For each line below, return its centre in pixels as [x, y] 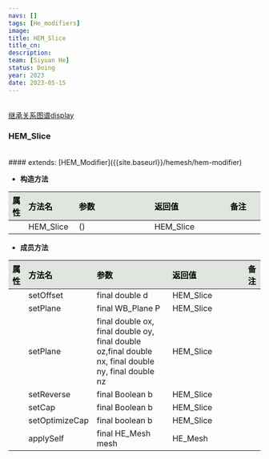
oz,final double [124, 351]
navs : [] [23, 16]
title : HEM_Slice [37, 38]
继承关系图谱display [41, 115]
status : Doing [32, 68]
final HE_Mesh [123, 433]
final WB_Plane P [128, 308]
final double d [122, 295]
